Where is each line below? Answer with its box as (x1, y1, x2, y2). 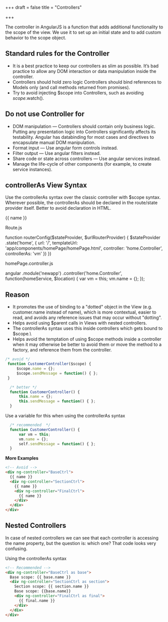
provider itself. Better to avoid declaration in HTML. (5, 205, 111, 211)
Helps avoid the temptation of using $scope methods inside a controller (12, 336, 161, 342)
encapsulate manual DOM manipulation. (12, 139, 96, 145)
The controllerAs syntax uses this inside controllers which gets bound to (12, 325, 163, 331)
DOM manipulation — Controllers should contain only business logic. (12, 123, 155, 129)
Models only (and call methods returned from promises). (12, 84, 130, 90)
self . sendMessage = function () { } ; (18, 441, 96, 446)
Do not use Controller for (5, 110, 85, 119)
